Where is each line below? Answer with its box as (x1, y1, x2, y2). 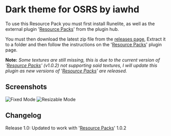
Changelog (5, 111, 42, 120)
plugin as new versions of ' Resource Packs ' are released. (5, 68, 127, 74)
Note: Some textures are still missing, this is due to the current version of (5, 56, 160, 63)
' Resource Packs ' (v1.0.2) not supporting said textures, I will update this (5, 62, 158, 68)
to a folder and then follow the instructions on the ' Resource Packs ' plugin (5, 41, 162, 47)
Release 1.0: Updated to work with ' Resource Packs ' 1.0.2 (5, 125, 127, 131)
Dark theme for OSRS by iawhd (5, 4, 140, 15)
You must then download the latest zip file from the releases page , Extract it (5, 36, 166, 42)
